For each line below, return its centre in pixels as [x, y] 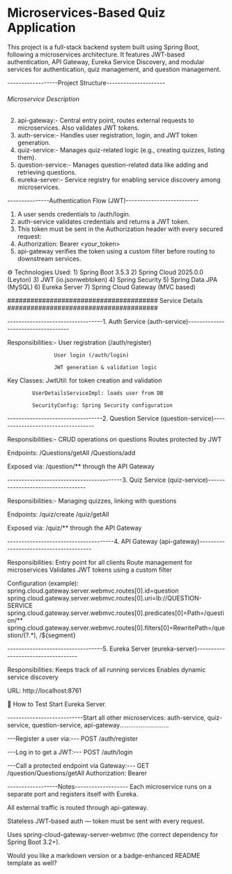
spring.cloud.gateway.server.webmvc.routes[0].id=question [93, 591]
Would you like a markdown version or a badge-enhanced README [104, 856]
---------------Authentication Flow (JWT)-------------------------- [103, 201]
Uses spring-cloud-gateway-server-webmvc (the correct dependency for [113, 835]
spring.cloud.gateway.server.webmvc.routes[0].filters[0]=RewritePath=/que [116, 628]
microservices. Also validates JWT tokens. [78, 128]
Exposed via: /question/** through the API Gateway [81, 466]
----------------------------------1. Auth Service [77, 322]
